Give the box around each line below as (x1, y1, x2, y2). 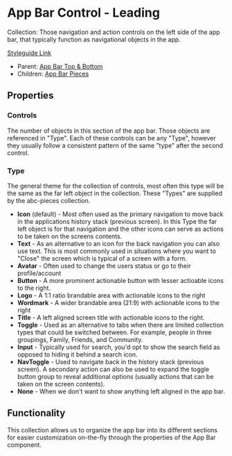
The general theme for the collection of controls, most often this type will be (7, 181, 224, 190)
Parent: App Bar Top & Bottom (17, 62, 103, 70)
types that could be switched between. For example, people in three (17, 328, 213, 336)
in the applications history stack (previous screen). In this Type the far (17, 217, 217, 225)
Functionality (7, 407, 66, 419)
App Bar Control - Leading (7, 5, 161, 21)
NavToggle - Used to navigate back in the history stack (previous (17, 357, 204, 366)
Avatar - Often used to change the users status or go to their (17, 261, 191, 270)
